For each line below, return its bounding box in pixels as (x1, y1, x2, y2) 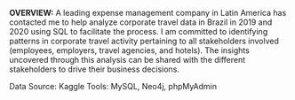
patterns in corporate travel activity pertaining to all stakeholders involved (9, 35, 280, 46)
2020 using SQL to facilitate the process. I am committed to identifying (9, 27, 268, 36)
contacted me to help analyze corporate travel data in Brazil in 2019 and (9, 17, 273, 27)
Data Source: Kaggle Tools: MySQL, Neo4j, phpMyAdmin (9, 81, 218, 91)
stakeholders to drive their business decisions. (9, 64, 180, 74)
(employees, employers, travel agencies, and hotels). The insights (9, 45, 251, 56)
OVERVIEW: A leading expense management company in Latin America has (9, 8, 287, 18)
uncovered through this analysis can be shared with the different (9, 55, 246, 65)
